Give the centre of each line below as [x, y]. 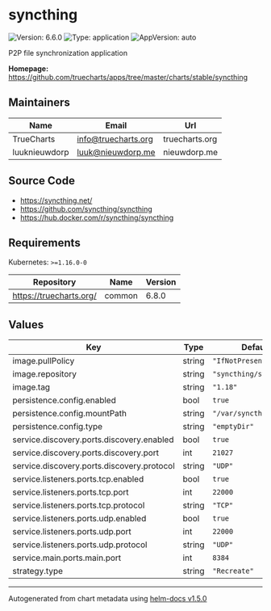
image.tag [31, 387]
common [121, 296]
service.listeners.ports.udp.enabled [79, 519]
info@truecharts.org [115, 139]
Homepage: [29, 68]
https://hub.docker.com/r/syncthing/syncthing [97, 217]
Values [26, 324]
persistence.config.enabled [65, 400]
